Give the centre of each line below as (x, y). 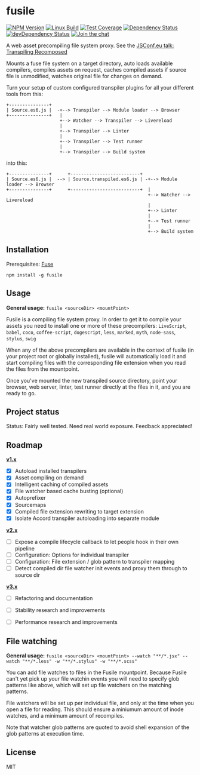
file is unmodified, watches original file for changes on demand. (84, 76)
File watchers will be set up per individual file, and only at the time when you (100, 703)
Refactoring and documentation (54, 598)
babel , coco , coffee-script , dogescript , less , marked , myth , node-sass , (91, 332)
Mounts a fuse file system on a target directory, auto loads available (90, 63)
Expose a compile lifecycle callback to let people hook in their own (97, 542)
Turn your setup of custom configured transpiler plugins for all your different (100, 87)
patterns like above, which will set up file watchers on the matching (89, 685)
